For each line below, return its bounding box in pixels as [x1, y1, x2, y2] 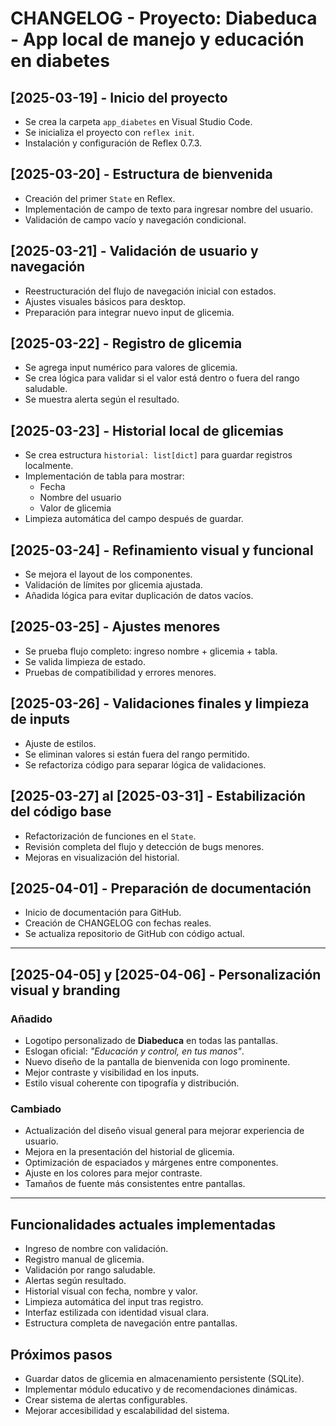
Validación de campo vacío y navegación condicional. [24, 213, 247, 226]
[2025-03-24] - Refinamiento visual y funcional [10, 542, 314, 559]
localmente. [24, 460, 74, 472]
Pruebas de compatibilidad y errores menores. [24, 666, 217, 678]
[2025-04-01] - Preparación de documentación [10, 880, 312, 897]
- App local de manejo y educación [10, 28, 305, 51]
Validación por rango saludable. [24, 1264, 156, 1276]
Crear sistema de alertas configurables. [24, 1393, 188, 1406]
